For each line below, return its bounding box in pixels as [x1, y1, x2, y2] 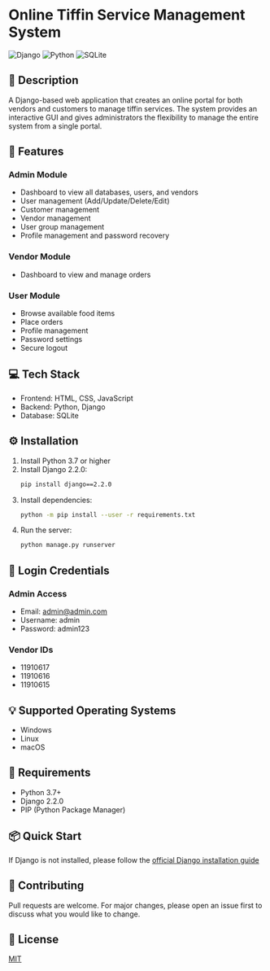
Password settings [20, 335, 83, 344]
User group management [20, 222, 105, 232]
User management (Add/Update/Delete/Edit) [20, 196, 170, 206]
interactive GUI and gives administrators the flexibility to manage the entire [8, 112, 259, 122]
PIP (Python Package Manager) [20, 804, 126, 815]
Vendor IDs [8, 644, 54, 655]
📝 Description [8, 73, 79, 87]
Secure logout [20, 343, 67, 353]
